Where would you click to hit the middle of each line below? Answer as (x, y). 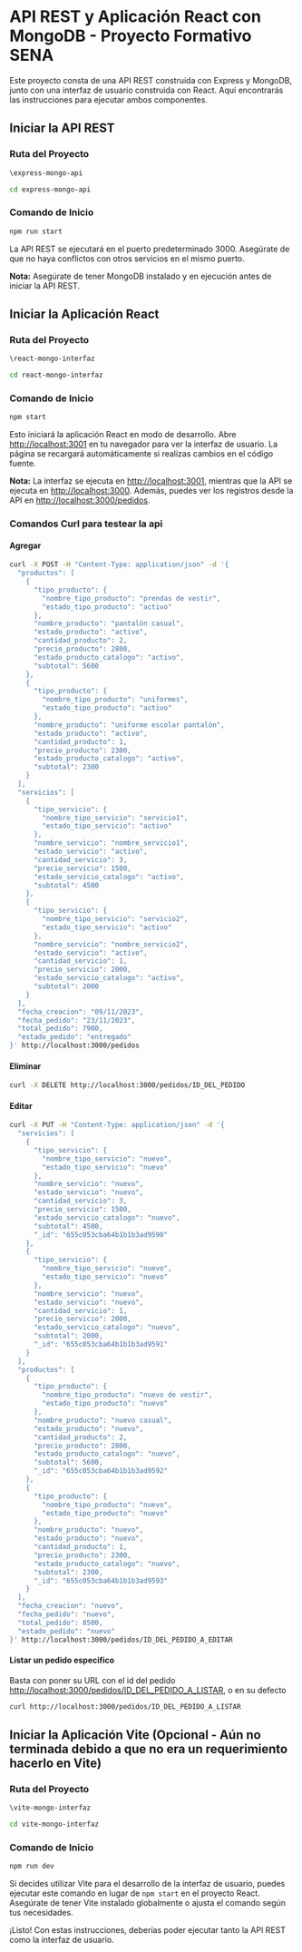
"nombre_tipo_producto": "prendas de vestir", (132, 598)
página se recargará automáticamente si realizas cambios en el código (141, 454)
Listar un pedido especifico (62, 1660)
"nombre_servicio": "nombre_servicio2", (111, 944)
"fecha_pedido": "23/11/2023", (77, 1020)
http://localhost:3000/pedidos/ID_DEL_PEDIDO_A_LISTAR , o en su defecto (148, 1690)
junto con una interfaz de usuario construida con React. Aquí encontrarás (146, 90)
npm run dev (32, 1867)
